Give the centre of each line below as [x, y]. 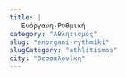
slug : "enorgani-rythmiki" [59, 42]
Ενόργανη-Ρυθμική [54, 26]
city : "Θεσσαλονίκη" [48, 58]
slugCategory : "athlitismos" [63, 50]
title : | [25, 17]
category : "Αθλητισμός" [54, 34]
